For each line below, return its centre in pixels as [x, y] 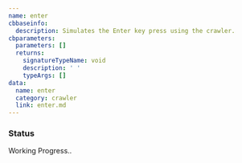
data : [17, 83]
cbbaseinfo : [28, 23]
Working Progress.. [40, 151]
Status [21, 133]
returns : [30, 53]
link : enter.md [41, 105]
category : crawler [47, 98]
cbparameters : [32, 38]
